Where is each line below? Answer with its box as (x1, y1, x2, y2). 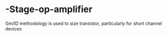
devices (5, 25, 22, 31)
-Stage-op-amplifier (5, 4, 93, 15)
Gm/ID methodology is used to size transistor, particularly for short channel (5, 20, 162, 26)
